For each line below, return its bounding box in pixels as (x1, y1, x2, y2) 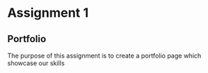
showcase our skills (7, 59, 65, 67)
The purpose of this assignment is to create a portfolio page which (7, 51, 202, 60)
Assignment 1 (7, 5, 89, 21)
